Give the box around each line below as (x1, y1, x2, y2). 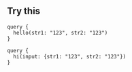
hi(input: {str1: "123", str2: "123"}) (13, 53, 127, 60)
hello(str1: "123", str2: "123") (13, 29, 108, 36)
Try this (7, 5, 41, 17)
